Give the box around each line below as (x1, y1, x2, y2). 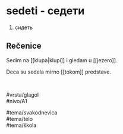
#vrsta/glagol (6, 91, 39, 98)
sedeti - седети (6, 4, 85, 18)
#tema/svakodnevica (6, 109, 58, 116)
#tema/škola (6, 122, 37, 129)
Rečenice (6, 41, 42, 51)
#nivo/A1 (6, 97, 28, 104)
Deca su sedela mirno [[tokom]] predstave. (6, 68, 112, 75)
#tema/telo (6, 115, 33, 122)
